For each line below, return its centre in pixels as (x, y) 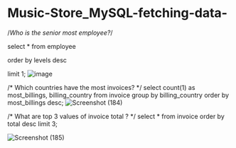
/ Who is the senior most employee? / (60, 33)
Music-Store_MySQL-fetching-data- (117, 13)
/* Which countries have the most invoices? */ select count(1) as (101, 87)
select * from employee (42, 46)
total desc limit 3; (33, 124)
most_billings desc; (36, 102)
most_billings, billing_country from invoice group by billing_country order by (118, 95)
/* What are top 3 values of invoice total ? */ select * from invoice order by (116, 116)
